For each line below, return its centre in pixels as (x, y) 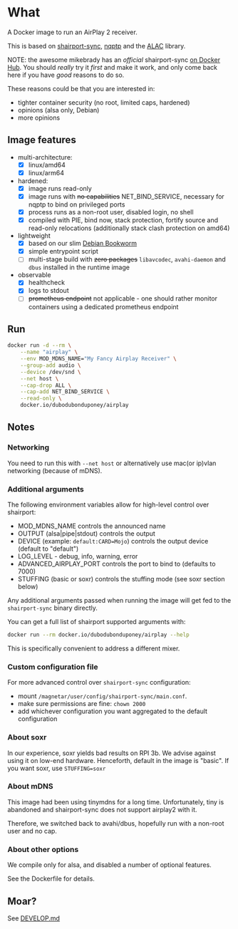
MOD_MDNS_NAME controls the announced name (92, 526)
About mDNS (30, 787)
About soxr (27, 737)
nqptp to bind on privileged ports (77, 204)
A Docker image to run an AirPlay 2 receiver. (72, 32)
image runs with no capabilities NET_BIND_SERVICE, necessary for (126, 196)
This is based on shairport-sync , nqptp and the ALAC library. (97, 46)
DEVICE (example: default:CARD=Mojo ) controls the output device (113, 541)
